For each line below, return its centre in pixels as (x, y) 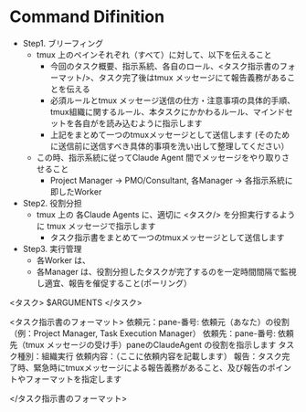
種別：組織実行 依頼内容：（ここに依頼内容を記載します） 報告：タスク (149, 356)
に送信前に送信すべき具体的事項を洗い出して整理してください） (169, 146)
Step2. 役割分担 (52, 203)
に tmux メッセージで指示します (96, 226)
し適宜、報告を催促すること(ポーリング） (114, 283)
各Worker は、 (63, 260)
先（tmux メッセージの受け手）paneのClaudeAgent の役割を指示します (143, 344)
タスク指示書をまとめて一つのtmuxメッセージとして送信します (167, 237)
